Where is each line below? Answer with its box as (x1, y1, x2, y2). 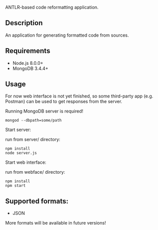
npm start (5, 183, 26, 188)
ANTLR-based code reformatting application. (5, 5, 99, 10)
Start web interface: (5, 159, 47, 165)
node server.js (5, 151, 37, 156)
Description (5, 19, 43, 27)
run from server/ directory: (5, 137, 60, 143)
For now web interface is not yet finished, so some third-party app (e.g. (5, 93, 153, 99)
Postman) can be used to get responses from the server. (5, 98, 122, 104)
